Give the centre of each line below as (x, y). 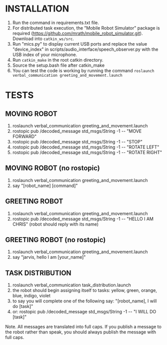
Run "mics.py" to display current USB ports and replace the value (80, 44)
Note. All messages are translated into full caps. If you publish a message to (83, 327)
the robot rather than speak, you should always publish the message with (81, 332)
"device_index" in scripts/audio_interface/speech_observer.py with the (85, 49)
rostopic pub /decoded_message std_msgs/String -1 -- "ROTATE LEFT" (86, 147)
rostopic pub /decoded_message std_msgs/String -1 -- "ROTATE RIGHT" (87, 152)
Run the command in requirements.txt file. (55, 23)
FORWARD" (24, 136)
